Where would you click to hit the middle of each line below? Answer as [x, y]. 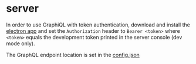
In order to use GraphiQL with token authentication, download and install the [98, 25]
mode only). [21, 43]
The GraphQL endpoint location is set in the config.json [73, 55]
